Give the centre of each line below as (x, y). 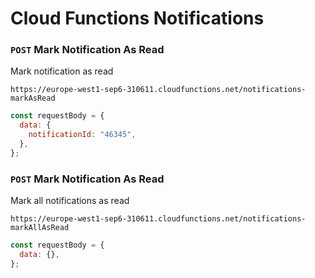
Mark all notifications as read (70, 201)
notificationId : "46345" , (82, 135)
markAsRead (33, 98)
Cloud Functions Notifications (137, 18)
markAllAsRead (40, 228)
